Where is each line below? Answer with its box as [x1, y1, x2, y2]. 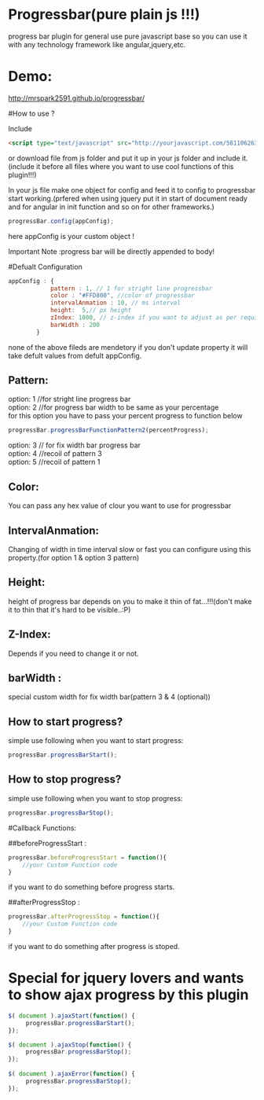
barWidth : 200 [49, 321, 101, 329]
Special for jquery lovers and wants [8, 969, 244, 988]
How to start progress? [8, 715, 123, 728]
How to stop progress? [8, 773, 122, 786]
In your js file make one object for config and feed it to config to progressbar [8, 185, 256, 194]
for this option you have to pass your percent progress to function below [8, 411, 243, 421]
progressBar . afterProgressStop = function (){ [8, 913, 159, 921]
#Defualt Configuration [8, 262, 82, 271]
